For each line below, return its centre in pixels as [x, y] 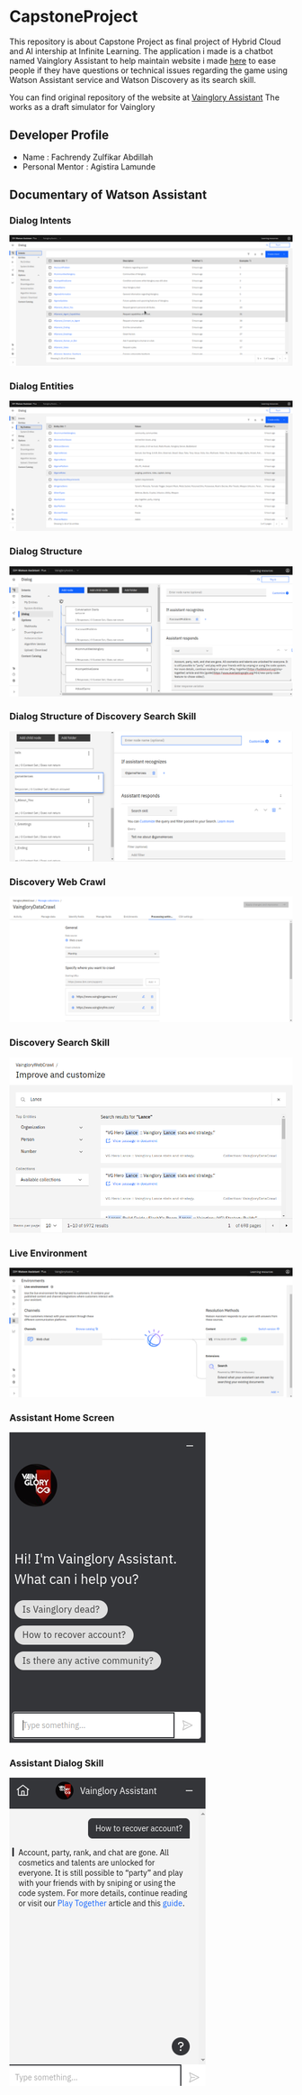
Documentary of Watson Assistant [108, 195]
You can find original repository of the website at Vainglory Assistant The [145, 97]
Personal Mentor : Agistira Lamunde [89, 166]
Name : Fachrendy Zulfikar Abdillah [88, 157]
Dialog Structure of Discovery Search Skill [103, 717]
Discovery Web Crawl [58, 882]
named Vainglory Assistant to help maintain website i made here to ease [143, 60]
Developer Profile [59, 136]
